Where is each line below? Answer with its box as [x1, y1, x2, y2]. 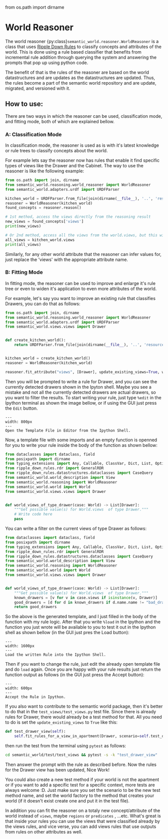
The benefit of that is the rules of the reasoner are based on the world [5, 69, 149, 75]
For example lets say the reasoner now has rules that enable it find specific [5, 157, 160, 163]
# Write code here [14, 512, 52, 517]
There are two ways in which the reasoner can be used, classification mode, [5, 113, 162, 119]
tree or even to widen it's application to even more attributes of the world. [5, 286, 157, 292]
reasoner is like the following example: [5, 168, 84, 174]
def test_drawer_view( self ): [5, 729, 66, 734]
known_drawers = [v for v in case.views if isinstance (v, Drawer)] [14, 595, 157, 600]
